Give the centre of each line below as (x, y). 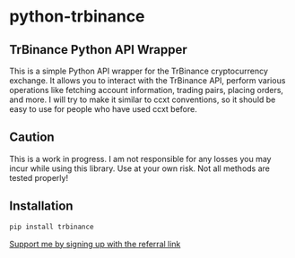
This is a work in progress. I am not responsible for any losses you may (140, 159)
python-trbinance (77, 17)
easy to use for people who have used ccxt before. (103, 109)
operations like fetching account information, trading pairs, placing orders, (147, 90)
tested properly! (39, 177)
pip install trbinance (52, 227)
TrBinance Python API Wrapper (99, 50)
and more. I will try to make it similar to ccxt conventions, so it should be (143, 99)
